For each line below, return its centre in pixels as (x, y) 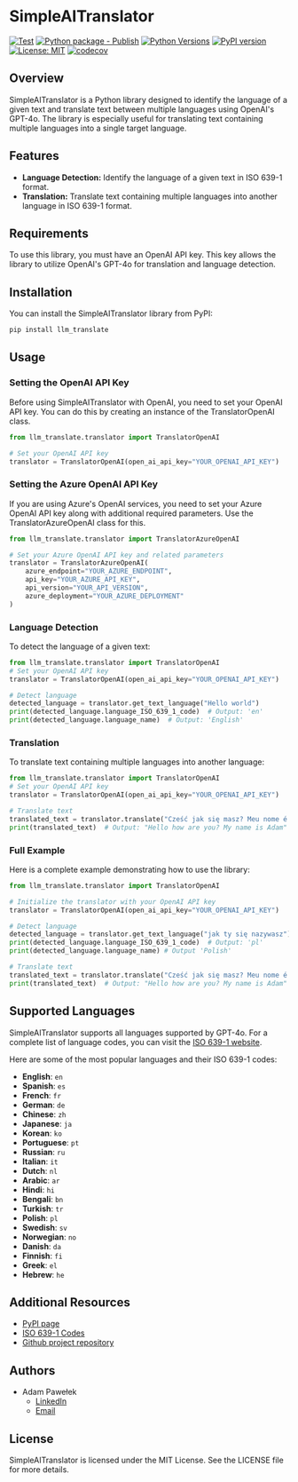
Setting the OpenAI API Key (70, 383)
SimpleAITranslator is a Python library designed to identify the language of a (149, 99)
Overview (37, 79)
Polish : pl (40, 1217)
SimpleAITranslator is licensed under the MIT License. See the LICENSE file (146, 1460)
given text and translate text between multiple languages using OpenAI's (142, 109)
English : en (43, 1076)
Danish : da (42, 1246)
